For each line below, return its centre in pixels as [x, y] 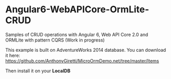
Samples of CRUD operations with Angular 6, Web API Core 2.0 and [77, 34]
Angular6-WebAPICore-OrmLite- [77, 9]
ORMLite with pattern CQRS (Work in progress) [55, 40]
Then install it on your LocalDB [38, 71]
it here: [13, 55]
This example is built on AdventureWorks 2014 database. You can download [86, 50]
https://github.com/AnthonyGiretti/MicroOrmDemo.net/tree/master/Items [82, 61]
